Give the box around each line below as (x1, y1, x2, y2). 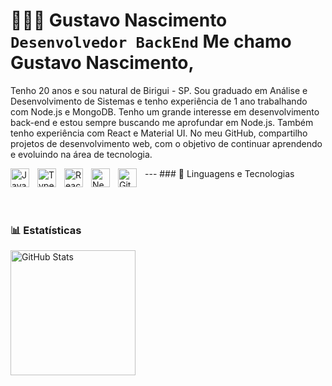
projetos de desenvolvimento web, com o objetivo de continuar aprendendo (10, 137, 323, 149)
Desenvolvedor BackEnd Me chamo (10, 30, 292, 53)
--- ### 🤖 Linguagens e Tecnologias (144, 167, 295, 179)
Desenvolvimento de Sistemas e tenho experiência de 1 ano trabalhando (10, 95, 308, 107)
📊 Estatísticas (10, 223, 82, 237)
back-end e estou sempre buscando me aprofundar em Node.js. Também (10, 116, 314, 128)
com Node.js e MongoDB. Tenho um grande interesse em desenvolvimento (10, 105, 320, 118)
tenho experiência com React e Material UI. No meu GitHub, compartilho (10, 127, 308, 139)
